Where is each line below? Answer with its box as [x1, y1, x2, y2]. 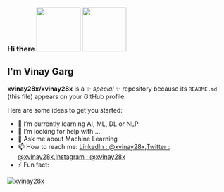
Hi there [7, 44, 35, 53]
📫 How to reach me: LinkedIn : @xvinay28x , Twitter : [17, 142, 170, 151]
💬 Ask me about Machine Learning [17, 134, 118, 143]
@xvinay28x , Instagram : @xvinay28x [17, 152, 125, 161]
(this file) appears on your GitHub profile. [7, 92, 127, 101]
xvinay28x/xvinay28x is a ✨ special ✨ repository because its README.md [7, 84, 218, 93]
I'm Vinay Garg [7, 65, 74, 77]
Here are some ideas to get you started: [7, 105, 123, 114]
